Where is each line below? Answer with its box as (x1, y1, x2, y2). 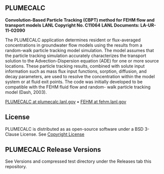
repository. (5, 164, 27, 170)
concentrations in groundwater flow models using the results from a (5, 42, 142, 48)
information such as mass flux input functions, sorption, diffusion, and (5, 68, 147, 74)
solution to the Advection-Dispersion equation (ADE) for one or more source (5, 58, 159, 63)
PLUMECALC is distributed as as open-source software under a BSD (5, 126, 144, 132)
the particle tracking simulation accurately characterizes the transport (5, 53, 146, 58)
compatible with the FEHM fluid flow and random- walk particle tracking (5, 84, 151, 90)
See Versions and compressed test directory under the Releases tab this (5, 158, 152, 164)
